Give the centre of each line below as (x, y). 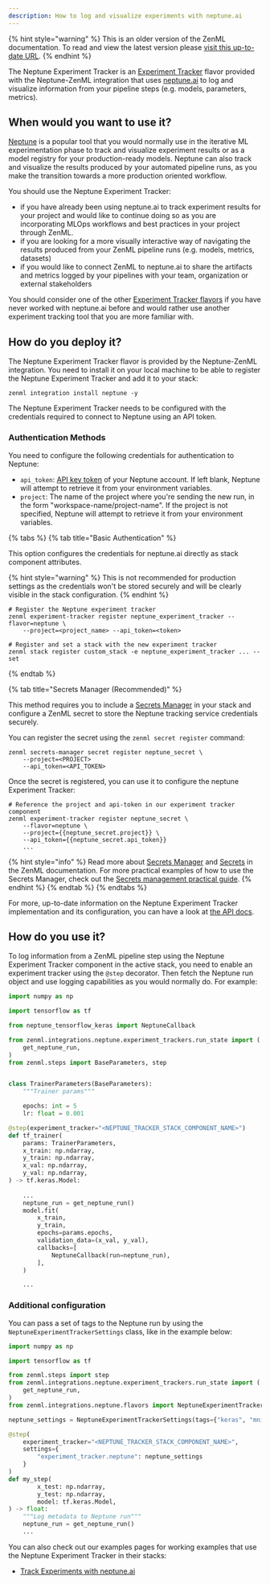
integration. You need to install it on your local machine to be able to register (135, 370)
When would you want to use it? (90, 123)
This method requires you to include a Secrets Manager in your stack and (130, 704)
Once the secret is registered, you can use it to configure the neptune (124, 781)
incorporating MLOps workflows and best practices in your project (130, 224)
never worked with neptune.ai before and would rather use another (119, 308)
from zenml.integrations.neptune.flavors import (91, 1405)
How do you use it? (57, 936)
